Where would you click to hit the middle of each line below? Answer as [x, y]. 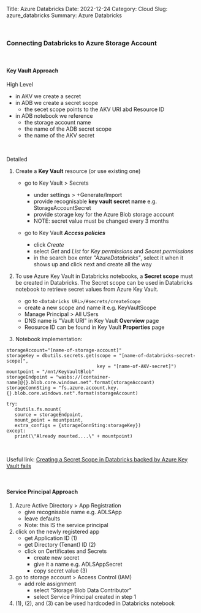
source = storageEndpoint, [49, 414]
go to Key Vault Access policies [65, 233]
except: [16, 431]
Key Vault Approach [32, 71]
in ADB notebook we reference [54, 115]
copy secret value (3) [60, 571]
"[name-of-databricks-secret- [157, 355]
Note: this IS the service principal [66, 525]
